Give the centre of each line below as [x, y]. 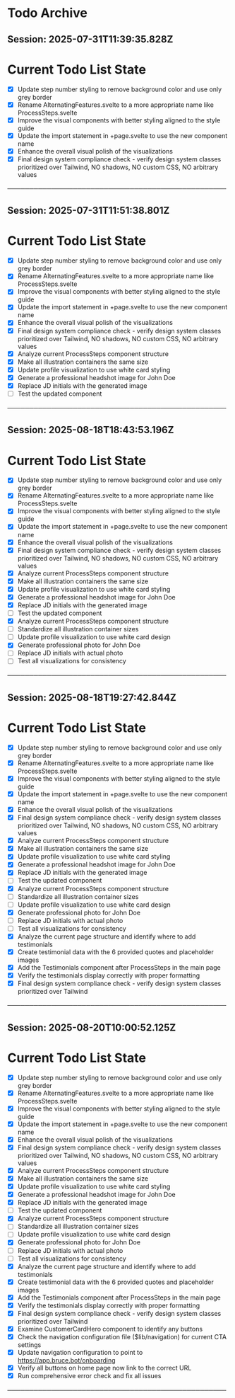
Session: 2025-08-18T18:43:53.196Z [91, 430]
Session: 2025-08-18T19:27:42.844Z [92, 698]
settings [29, 1345]
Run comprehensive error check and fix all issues [89, 1376]
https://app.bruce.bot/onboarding [66, 1360]
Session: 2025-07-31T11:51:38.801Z [89, 211]
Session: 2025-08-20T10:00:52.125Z [92, 1027]
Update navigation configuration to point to [80, 1353]
